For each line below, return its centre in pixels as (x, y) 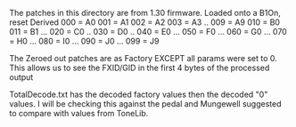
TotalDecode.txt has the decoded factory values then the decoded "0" (139, 94)
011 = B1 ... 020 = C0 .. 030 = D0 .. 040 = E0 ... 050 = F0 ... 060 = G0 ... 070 (148, 32)
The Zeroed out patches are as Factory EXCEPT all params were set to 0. (144, 58)
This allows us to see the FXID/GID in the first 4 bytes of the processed (140, 67)
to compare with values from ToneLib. (79, 113)
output (21, 77)
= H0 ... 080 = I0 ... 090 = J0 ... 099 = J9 (84, 41)
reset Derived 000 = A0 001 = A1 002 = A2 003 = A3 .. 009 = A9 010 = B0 (145, 22)
